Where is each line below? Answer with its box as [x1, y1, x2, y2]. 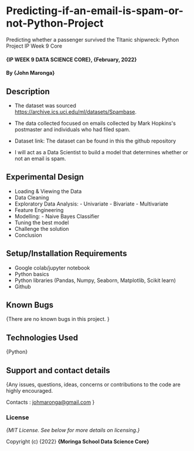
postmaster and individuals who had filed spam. [14, 125, 131, 133]
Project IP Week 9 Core [6, 42, 63, 49]
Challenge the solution [14, 225, 69, 232]
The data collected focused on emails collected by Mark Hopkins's [14, 120, 176, 127]
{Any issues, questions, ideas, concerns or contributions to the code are [6, 381, 181, 388]
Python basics [14, 270, 50, 277]
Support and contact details [6, 365, 110, 375]
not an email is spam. [14, 155, 66, 162]
